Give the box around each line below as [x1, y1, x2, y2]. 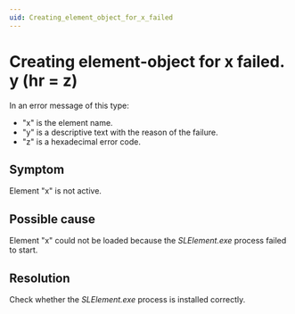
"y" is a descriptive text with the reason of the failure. [21, 127, 218, 137]
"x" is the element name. [21, 117, 113, 128]
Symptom [9, 161, 65, 177]
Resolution [9, 270, 70, 285]
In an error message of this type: [9, 100, 129, 111]
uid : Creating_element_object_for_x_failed [9, 12, 174, 22]
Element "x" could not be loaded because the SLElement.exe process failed [9, 235, 287, 246]
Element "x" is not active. [9, 186, 102, 196]
